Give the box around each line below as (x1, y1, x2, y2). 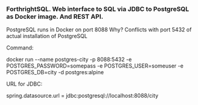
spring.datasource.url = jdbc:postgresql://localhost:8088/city (6, 92, 159, 100)
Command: (6, 44, 34, 51)
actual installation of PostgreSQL (6, 33, 88, 40)
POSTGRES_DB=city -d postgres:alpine (6, 69, 104, 76)
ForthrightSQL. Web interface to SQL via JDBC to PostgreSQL (6, 5, 190, 13)
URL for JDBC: (6, 80, 43, 87)
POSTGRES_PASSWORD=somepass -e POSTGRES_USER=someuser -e (6, 62, 184, 69)
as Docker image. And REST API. (6, 12, 104, 21)
